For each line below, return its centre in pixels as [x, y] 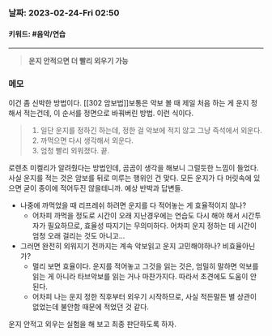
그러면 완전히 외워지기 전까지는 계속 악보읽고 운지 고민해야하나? [120, 246]
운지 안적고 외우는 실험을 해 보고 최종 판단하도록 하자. [92, 324]
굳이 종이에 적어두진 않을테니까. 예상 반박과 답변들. [103, 188]
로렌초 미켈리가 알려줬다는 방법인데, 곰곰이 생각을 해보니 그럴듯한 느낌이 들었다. [134, 168]
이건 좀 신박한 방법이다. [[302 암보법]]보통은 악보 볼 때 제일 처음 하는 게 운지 [129, 103]
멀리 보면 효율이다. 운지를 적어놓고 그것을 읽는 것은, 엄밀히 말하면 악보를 [145, 266]
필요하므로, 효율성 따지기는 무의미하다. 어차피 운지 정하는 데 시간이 [152, 226]
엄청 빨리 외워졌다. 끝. [75, 151]
